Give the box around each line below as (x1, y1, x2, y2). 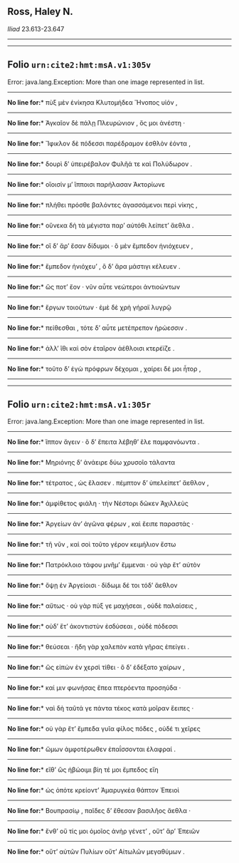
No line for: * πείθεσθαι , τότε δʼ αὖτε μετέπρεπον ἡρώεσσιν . (7, 324, 187, 332)
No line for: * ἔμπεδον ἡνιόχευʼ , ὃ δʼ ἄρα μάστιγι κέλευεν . (7, 262, 181, 270)
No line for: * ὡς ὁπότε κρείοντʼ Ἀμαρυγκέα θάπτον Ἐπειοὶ (7, 786, 180, 795)
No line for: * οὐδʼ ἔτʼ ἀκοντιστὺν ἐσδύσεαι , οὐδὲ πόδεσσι (7, 622, 178, 631)
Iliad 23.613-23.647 (7, 24, 65, 33)
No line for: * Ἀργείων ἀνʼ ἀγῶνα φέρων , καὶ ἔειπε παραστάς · (7, 520, 194, 528)
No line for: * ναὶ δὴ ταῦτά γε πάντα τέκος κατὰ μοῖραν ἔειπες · (7, 704, 194, 713)
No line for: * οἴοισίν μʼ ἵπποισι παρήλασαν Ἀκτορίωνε (7, 180, 166, 188)
